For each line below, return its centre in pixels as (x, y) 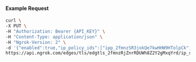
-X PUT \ (16, 26)
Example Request (27, 8)
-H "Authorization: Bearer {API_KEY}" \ (56, 31)
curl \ (13, 20)
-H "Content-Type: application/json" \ (54, 37)
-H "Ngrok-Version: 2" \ (36, 42)
